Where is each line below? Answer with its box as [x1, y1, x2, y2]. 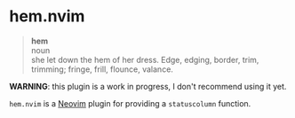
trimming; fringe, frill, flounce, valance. [30, 64, 173, 75]
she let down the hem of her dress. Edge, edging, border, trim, [30, 54, 259, 65]
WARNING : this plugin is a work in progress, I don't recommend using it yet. [9, 81, 287, 91]
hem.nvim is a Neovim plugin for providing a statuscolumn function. [9, 98, 251, 108]
